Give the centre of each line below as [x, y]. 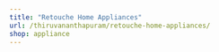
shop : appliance [39, 33]
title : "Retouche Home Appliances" [76, 17]
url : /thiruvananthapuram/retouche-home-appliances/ [110, 26]
